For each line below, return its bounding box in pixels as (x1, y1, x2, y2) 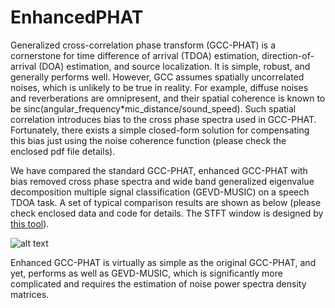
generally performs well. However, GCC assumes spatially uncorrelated (10, 71, 305, 83)
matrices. (10, 288, 50, 300)
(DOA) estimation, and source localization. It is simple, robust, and (38, 60, 311, 72)
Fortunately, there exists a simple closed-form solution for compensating (10, 124, 310, 136)
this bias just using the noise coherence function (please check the (10, 134, 287, 146)
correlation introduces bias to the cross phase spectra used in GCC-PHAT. (10, 113, 317, 125)
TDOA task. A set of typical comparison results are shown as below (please (10, 196, 322, 208)
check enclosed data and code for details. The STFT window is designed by (10, 207, 324, 219)
